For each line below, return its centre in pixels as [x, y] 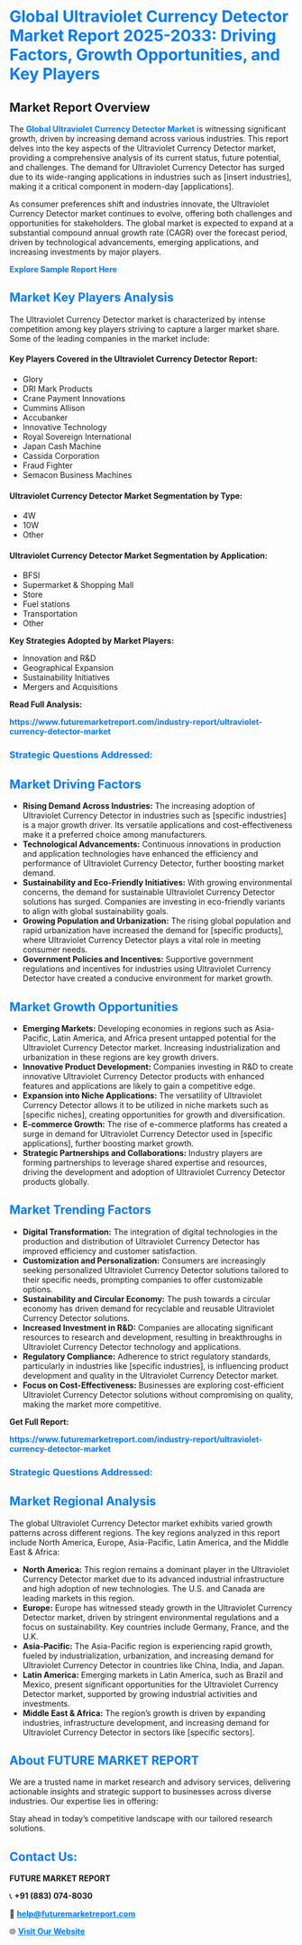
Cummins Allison [54, 408]
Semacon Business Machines [77, 475]
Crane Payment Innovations [74, 399]
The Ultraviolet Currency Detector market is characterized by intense [137, 319]
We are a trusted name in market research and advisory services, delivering [150, 1782]
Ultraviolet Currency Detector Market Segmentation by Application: [138, 555]
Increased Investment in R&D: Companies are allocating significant [148, 1327]
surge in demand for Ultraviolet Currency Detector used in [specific [147, 1133]
